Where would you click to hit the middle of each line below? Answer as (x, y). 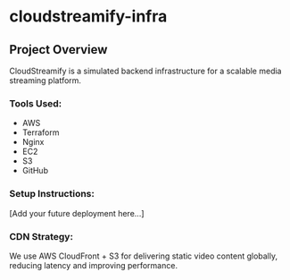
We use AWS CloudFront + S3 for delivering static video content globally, (144, 256)
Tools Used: (36, 103)
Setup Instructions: (52, 194)
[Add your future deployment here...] (77, 213)
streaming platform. (46, 81)
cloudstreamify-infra (88, 17)
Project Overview (58, 50)
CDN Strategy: (41, 236)
